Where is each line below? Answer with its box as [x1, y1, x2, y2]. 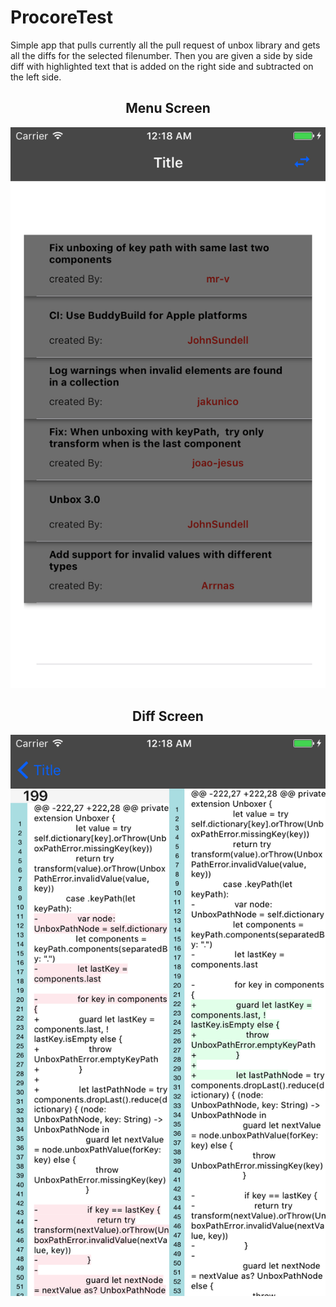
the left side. [10, 71, 62, 83]
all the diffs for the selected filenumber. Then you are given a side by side [10, 49, 313, 61]
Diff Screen [132, 707, 204, 725]
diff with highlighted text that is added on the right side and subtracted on [10, 60, 314, 72]
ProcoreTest [10, 6, 114, 29]
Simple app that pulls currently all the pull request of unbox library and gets [10, 39, 321, 51]
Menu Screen [125, 100, 211, 117]
